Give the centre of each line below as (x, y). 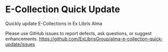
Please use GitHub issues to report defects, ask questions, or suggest (78, 33)
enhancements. (22, 39)
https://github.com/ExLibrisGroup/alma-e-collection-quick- (101, 39)
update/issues (20, 44)
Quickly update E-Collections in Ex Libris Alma (54, 23)
